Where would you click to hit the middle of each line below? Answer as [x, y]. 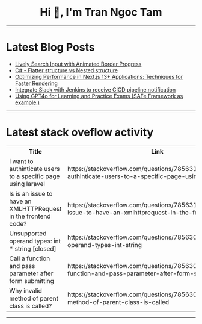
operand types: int [35, 241]
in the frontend [30, 216]
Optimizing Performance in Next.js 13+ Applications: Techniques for [99, 76]
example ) [27, 102]
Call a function [30, 258]
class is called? [31, 305]
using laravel [27, 184]
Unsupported [28, 233]
